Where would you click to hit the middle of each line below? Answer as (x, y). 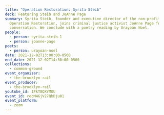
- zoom (16, 105)
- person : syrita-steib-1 (36, 37)
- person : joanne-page (32, 42)
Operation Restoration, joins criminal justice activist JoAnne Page (82, 23)
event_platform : (21, 101)
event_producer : (21, 82)
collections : (18, 64)
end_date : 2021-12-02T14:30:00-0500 (42, 60)
